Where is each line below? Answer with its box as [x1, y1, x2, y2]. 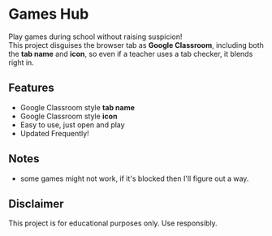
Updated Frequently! [19, 128, 89, 138]
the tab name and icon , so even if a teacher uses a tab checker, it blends [8, 49, 253, 58]
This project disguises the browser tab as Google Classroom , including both [8, 40, 264, 49]
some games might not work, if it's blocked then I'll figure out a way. [19, 174, 249, 183]
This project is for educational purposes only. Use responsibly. [8, 218, 218, 228]
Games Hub [8, 5, 89, 24]
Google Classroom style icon [19, 111, 118, 121]
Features [8, 81, 54, 95]
